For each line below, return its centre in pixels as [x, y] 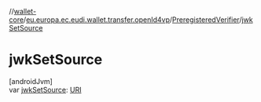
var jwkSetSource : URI [45, 89]
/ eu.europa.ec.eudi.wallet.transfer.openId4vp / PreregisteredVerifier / [132, 20]
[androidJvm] [31, 81]
